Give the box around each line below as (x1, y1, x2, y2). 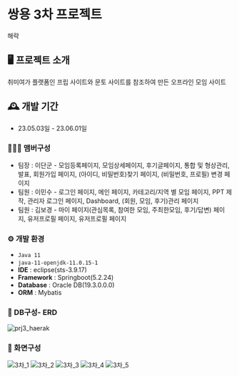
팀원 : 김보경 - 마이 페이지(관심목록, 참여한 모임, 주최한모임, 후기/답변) (17, 205, 212, 214)
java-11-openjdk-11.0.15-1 (17, 259, 98, 267)
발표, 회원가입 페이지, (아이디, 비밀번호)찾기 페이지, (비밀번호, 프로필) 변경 (17, 169, 223, 178)
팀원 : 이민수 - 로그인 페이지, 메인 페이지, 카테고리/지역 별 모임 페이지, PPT (17, 187, 225, 196)
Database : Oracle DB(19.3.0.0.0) (17, 281, 116, 289)
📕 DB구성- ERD (7, 308, 58, 318)
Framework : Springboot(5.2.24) (17, 273, 114, 282)
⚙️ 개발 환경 (7, 234, 45, 244)
